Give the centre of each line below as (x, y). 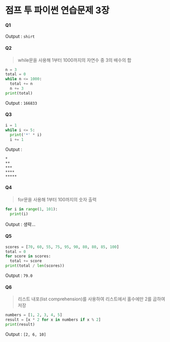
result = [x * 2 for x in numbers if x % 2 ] (53, 320)
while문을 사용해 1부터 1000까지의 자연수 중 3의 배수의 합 (75, 60)
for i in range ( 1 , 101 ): (31, 209)
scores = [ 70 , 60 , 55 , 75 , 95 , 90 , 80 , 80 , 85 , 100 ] (62, 247)
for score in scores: (28, 256)
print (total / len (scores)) (35, 266)
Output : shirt (20, 37)
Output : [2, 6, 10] (26, 334)
